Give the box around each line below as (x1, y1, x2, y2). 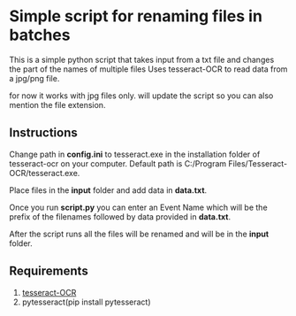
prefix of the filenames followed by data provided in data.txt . (9, 211, 231, 222)
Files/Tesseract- (228, 158, 288, 169)
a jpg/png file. (9, 73, 60, 83)
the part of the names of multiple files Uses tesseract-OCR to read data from (9, 64, 288, 74)
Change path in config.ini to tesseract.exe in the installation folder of (9, 149, 261, 159)
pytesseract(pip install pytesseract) (21, 297, 152, 307)
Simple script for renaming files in (9, 6, 263, 27)
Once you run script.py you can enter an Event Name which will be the (9, 202, 268, 212)
